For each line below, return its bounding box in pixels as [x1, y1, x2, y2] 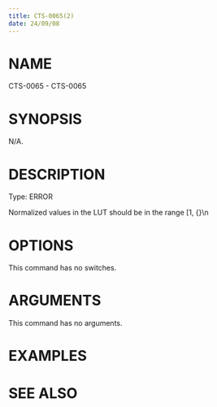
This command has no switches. [8, 263, 117, 273]
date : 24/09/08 [8, 19, 60, 28]
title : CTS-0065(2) [8, 11, 75, 20]
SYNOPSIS [8, 110, 83, 128]
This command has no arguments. [8, 318, 123, 328]
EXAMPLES [8, 347, 87, 366]
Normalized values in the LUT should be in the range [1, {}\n [8, 208, 209, 218]
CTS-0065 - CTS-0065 [8, 81, 87, 91]
